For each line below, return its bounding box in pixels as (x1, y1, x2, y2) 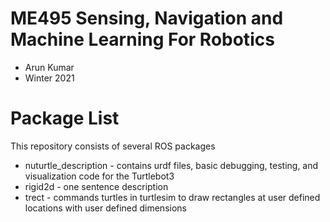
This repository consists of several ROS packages (10, 140, 216, 152)
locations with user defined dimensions (24, 202, 187, 214)
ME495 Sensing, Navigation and (10, 7, 284, 30)
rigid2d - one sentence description (24, 180, 169, 192)
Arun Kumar (24, 61, 75, 73)
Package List (10, 107, 120, 130)
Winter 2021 (24, 72, 75, 84)
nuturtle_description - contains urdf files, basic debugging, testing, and (24, 159, 319, 171)
